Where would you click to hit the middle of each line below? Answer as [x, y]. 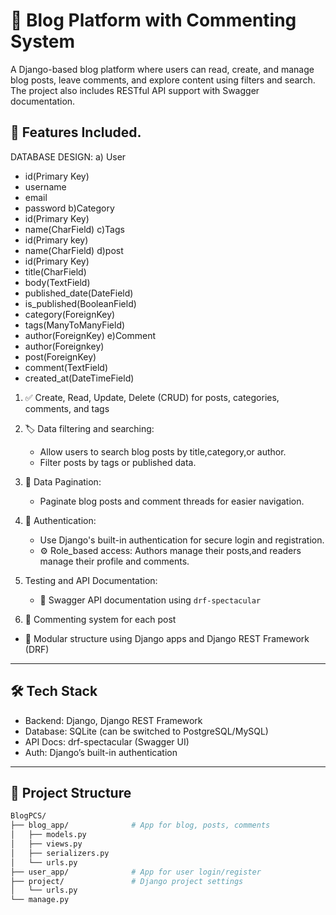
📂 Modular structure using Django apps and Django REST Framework [167, 638]
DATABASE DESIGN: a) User [68, 156]
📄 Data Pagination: [63, 481]
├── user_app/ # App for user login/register [136, 872]
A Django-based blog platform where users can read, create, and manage [162, 69]
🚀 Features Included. [76, 132]
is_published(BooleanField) [80, 303]
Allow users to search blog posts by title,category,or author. [163, 451]
